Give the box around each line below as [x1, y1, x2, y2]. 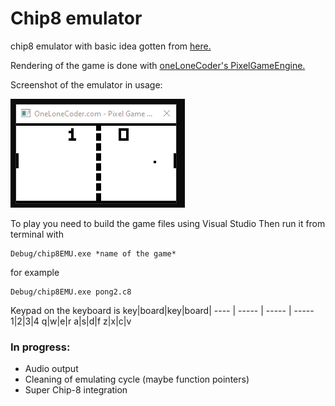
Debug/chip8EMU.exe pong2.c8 [10, 287, 132, 297]
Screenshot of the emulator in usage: [10, 78, 163, 91]
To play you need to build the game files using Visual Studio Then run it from [10, 217, 326, 229]
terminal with [10, 228, 64, 240]
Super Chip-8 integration [24, 384, 128, 396]
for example [10, 266, 60, 278]
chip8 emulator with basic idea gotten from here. [10, 40, 212, 52]
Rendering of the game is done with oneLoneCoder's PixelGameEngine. [10, 59, 306, 71]
